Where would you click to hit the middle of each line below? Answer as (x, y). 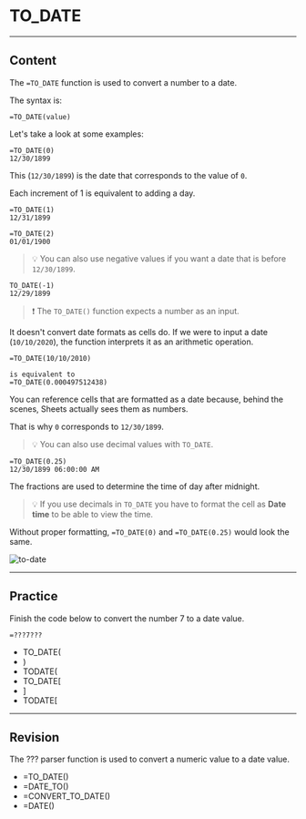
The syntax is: (36, 100)
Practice (34, 596)
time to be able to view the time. (92, 514)
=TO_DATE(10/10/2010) (51, 358)
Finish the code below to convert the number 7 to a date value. (127, 618)
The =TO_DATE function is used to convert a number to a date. (123, 82)
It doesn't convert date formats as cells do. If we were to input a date (139, 332)
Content (33, 61)
